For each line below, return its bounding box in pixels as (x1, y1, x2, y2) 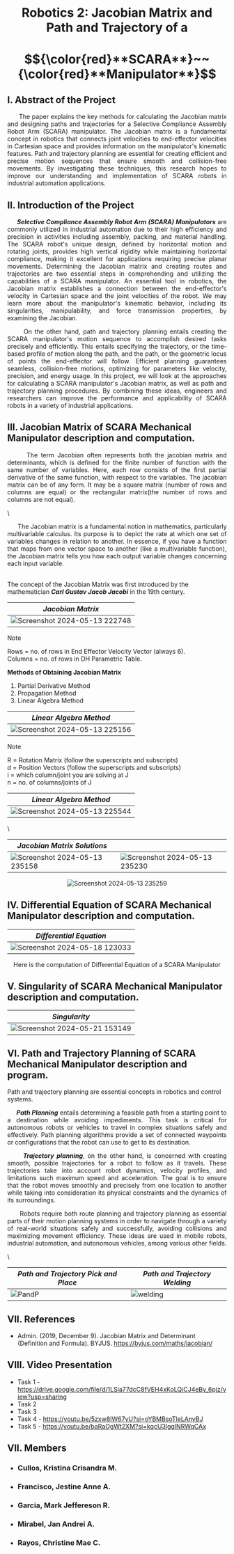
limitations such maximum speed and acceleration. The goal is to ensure (7, 1174, 227, 1182)
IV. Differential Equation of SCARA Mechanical (7, 900, 212, 911)
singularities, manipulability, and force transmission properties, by (7, 306, 227, 315)
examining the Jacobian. (7, 314, 78, 322)
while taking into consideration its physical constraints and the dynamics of (7, 1188, 227, 1197)
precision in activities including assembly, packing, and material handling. (7, 233, 227, 241)
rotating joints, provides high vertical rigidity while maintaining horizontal (7, 247, 227, 256)
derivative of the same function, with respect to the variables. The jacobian (7, 473, 227, 481)
